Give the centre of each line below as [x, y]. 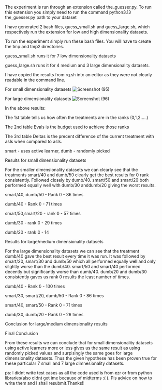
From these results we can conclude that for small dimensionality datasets [79, 343]
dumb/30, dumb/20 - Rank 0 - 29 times [44, 314]
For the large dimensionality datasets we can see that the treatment [72, 251]
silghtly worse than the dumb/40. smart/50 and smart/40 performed [73, 266]
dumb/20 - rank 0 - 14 [27, 232]
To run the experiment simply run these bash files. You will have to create [78, 41]
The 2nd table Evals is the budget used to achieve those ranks [67, 127]
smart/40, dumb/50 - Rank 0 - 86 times [44, 195]
